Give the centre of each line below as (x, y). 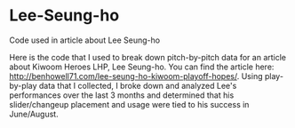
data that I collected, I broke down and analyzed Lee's (138, 85)
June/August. (34, 114)
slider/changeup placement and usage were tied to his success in (129, 104)
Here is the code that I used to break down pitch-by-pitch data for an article (148, 57)
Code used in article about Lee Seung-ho (85, 40)
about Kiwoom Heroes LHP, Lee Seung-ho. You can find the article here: (142, 67)
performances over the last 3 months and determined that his (122, 95)
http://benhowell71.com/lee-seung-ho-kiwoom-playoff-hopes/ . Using (136, 76)
